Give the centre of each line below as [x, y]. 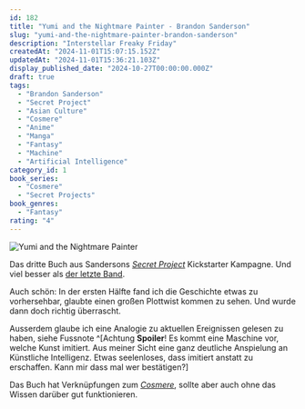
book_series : [34, 178]
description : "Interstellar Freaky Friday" [93, 43]
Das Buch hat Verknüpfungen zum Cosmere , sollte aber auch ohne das [142, 384]
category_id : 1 [38, 170]
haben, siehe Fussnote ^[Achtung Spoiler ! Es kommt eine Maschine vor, [144, 338]
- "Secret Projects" [56, 195]
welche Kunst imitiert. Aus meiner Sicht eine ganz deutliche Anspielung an [149, 347]
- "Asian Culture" [53, 111]
